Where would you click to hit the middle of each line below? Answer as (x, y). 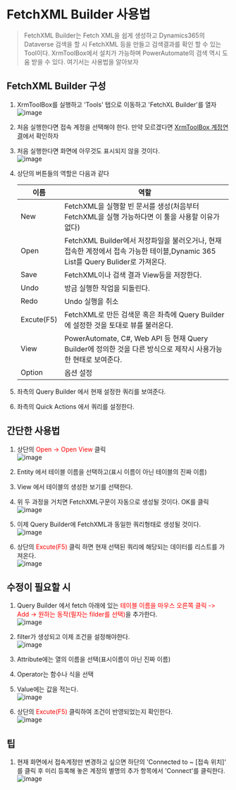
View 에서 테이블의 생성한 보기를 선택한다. (75, 487)
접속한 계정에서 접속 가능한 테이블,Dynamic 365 (140, 251)
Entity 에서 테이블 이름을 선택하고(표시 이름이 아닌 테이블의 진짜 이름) (112, 472)
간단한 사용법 (33, 431)
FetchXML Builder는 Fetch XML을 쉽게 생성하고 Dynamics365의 (114, 35)
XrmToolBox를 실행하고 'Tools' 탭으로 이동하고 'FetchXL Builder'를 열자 (117, 104)
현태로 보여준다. (98, 359)
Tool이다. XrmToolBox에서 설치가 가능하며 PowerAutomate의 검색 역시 (122, 53)
